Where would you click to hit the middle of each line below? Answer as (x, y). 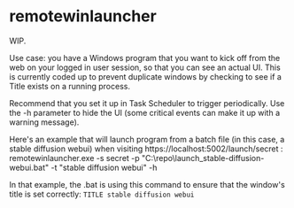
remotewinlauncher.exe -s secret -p (74, 158)
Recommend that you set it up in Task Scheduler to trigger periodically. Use (147, 103)
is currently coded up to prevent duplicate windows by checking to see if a (145, 76)
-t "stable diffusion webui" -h (104, 167)
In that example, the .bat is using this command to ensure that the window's (147, 184)
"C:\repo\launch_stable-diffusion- (203, 158)
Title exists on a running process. (70, 86)
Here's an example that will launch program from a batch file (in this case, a (147, 139)
